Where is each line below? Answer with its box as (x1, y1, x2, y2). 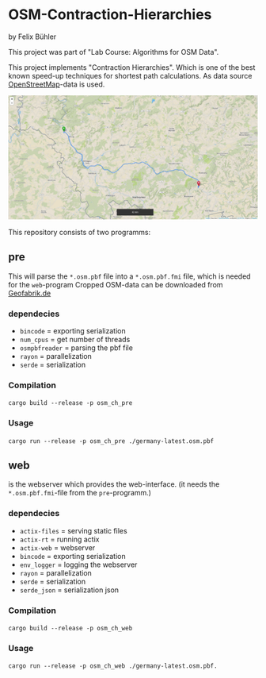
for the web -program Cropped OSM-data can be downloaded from (8, 279, 223, 289)
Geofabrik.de (8, 288, 51, 298)
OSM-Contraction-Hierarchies (8, 6, 212, 24)
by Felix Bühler (8, 32, 57, 41)
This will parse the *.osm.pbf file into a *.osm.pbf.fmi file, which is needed (8, 272, 251, 281)
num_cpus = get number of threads (19, 335, 131, 345)
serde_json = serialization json (19, 585, 120, 595)
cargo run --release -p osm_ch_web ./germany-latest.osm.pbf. (8, 662, 218, 670)
